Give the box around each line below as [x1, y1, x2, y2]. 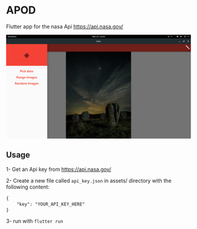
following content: [6, 183, 50, 190]
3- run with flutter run [6, 217, 63, 224]
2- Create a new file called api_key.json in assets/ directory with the [6, 177, 172, 184]
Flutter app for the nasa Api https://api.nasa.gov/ [6, 23, 124, 30]
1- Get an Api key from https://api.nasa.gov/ [6, 166, 111, 173]
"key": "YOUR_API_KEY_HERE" [16, 201, 85, 207]
